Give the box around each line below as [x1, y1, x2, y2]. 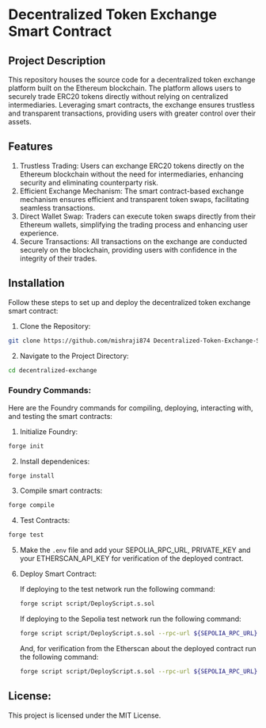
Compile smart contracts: [19, 486, 103, 496]
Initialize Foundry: [19, 426, 78, 436]
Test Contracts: [19, 516, 70, 525]
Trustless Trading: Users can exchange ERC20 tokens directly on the [19, 161, 245, 170]
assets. [8, 117, 32, 126]
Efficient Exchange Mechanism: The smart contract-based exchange [19, 186, 244, 196]
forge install [8, 471, 55, 480]
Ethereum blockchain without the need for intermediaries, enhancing [19, 169, 244, 179]
